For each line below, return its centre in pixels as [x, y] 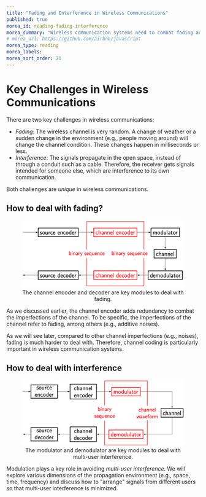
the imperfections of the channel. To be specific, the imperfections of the [99, 317]
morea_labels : [25, 52]
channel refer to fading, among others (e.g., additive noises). [83, 324]
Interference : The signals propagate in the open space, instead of [98, 157]
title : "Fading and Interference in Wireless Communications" [87, 13]
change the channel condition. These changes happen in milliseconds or [107, 144]
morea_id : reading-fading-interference [57, 26]
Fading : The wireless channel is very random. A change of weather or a [105, 131]
